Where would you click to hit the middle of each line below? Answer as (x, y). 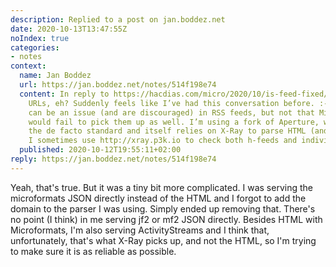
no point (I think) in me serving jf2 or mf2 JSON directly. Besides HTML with (166, 219)
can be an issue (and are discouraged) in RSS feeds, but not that (171, 112)
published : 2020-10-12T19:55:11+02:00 (100, 150)
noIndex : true (40, 38)
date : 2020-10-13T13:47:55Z (69, 29)
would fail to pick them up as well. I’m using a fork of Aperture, (174, 122)
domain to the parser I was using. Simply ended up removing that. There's (163, 208)
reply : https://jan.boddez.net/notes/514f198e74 (113, 159)
